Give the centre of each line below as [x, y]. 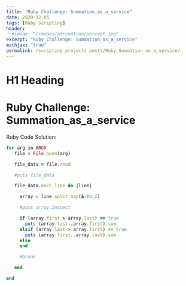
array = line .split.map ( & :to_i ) [60, 197]
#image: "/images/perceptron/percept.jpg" [65, 34]
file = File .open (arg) [42, 153]
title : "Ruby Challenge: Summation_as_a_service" [69, 12]
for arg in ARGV [26, 148]
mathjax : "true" [26, 45]
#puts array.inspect [45, 208]
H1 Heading [35, 80]
